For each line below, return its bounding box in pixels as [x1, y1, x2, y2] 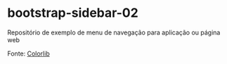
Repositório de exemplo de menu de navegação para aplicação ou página [7, 28, 221, 37]
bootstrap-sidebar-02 [7, 5, 138, 21]
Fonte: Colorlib [7, 49, 51, 58]
